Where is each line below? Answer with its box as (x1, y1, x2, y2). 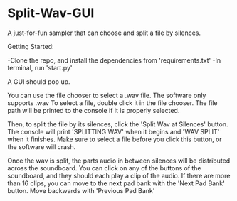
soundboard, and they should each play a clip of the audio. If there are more (7, 171, 231, 180)
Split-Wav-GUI (7, 5, 95, 21)
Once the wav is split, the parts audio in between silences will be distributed (7, 156, 231, 165)
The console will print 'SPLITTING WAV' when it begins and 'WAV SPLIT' (7, 127, 220, 136)
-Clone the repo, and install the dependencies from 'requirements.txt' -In (7, 55, 221, 65)
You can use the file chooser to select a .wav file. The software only (7, 91, 206, 99)
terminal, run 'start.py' (7, 63, 73, 72)
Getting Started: (7, 42, 55, 50)
